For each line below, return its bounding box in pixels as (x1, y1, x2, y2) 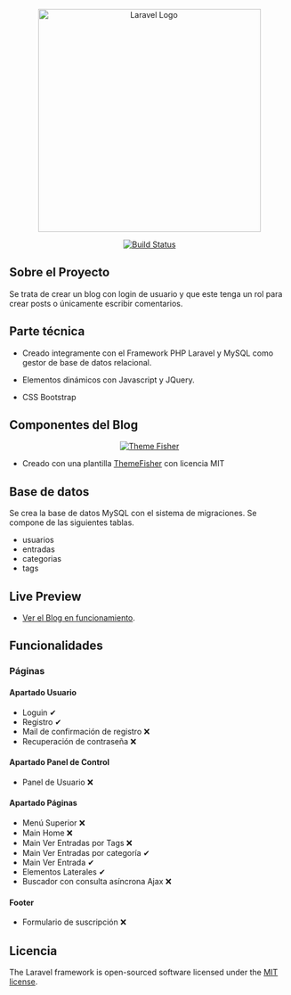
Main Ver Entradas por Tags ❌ (21, 837, 133, 848)
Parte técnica (9, 324, 85, 339)
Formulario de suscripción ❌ (21, 917, 127, 927)
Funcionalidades (9, 638, 104, 654)
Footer (9, 897, 35, 908)
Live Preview (9, 588, 82, 604)
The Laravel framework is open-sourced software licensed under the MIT (9, 967, 279, 977)
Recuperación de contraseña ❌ (21, 736, 137, 746)
